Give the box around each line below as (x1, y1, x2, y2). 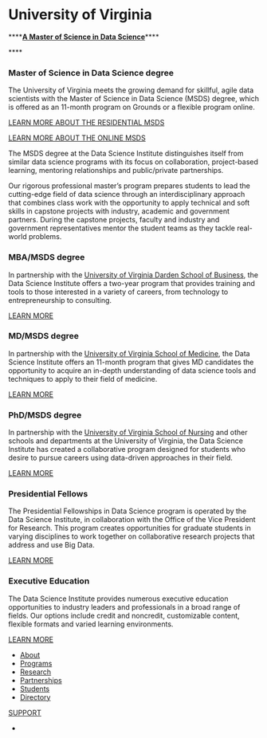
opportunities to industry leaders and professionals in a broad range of (8, 602, 241, 611)
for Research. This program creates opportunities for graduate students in (8, 524, 251, 533)
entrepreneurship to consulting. (8, 295, 112, 304)
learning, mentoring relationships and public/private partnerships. (8, 166, 224, 175)
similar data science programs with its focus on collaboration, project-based (8, 157, 259, 167)
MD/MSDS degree (8, 331, 80, 342)
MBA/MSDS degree (8, 252, 85, 263)
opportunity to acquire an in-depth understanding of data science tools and (8, 365, 257, 375)
